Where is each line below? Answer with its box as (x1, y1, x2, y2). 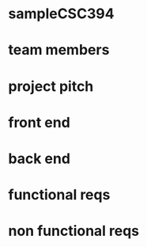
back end (8, 150, 71, 167)
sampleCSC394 (8, 5, 115, 23)
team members (8, 41, 110, 59)
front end (8, 113, 71, 131)
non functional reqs (8, 222, 140, 240)
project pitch (8, 77, 94, 95)
